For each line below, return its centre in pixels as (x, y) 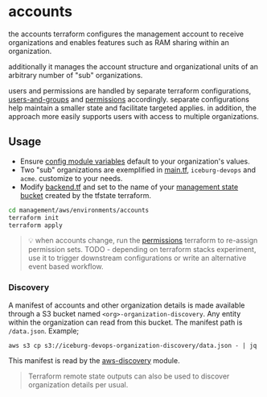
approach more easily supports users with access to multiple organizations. (134, 116)
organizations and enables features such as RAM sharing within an (119, 42)
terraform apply (35, 225)
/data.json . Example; (44, 331)
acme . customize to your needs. (71, 178)
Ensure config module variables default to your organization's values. (135, 161)
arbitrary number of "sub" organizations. (76, 75)
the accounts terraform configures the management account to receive (126, 34)
